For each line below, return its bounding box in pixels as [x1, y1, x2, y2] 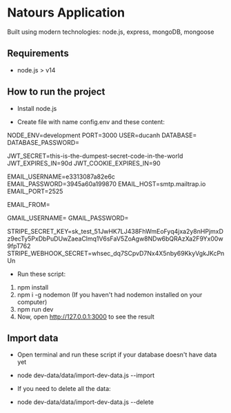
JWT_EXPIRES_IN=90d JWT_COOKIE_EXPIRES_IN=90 [7, 159, 161, 167]
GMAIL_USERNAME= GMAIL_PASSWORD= [7, 214, 129, 222]
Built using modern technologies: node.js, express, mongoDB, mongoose [7, 28, 214, 36]
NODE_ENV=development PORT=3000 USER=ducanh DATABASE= [7, 131, 197, 139]
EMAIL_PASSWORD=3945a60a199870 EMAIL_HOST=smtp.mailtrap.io [7, 179, 206, 188]
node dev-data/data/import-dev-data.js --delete [17, 398, 154, 406]
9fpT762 [7, 241, 31, 250]
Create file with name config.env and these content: [17, 117, 165, 125]
